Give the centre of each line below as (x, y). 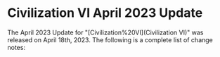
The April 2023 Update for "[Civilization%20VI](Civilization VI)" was (105, 32)
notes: (17, 47)
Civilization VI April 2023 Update (105, 13)
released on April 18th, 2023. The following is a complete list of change (110, 39)
